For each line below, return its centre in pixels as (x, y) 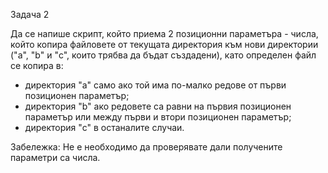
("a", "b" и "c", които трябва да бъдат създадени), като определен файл (163, 55)
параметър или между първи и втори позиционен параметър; (158, 117)
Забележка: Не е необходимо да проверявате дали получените (146, 147)
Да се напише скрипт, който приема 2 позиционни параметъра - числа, (164, 33)
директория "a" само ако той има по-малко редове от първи (155, 85)
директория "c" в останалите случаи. (104, 127)
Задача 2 (30, 14)
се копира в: (37, 65)
